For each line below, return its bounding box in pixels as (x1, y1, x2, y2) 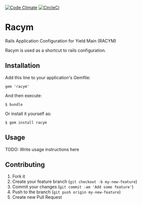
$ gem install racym (5, 120, 47, 125)
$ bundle (5, 102, 23, 107)
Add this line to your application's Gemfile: (5, 74, 91, 80)
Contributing (5, 160, 45, 169)
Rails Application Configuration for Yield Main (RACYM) (5, 38, 117, 44)
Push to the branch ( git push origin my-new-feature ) (12, 189, 121, 195)
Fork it (12, 174, 25, 180)
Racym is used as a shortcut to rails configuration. (5, 47, 106, 53)
